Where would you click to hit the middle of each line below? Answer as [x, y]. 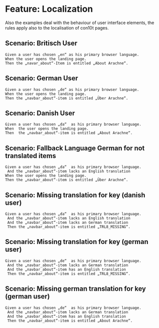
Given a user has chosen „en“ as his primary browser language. [72, 55]
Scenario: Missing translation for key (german [77, 242]
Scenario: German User [42, 78]
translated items [31, 156]
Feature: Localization [49, 9]
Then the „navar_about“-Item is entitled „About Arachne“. [67, 63]
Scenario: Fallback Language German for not [75, 148]
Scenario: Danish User [40, 113]
